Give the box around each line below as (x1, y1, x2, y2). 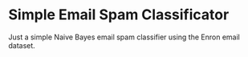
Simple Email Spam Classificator (8, 6, 230, 24)
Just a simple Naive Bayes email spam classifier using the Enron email (8, 32, 241, 42)
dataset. (8, 40, 36, 50)
